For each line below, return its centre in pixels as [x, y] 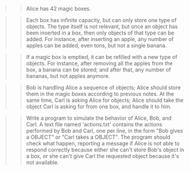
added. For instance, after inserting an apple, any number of [100, 39]
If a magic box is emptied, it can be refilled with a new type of [102, 57]
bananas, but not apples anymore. [68, 76]
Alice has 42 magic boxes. [58, 9]
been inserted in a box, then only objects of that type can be [100, 33]
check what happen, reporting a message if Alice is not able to [103, 143]
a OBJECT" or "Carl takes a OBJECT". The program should [98, 137]
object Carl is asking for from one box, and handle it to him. [99, 106]
